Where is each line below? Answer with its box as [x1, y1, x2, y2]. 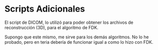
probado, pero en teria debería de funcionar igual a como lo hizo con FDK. [4, 39, 154, 45]
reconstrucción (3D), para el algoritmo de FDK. [4, 24, 99, 30]
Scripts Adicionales [4, 3, 86, 15]
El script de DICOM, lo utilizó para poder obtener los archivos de [4, 19, 134, 25]
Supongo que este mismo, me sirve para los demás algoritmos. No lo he [4, 34, 149, 40]
